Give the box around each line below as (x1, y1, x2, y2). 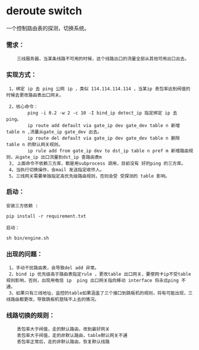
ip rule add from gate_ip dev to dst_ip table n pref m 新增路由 (27, 147, 189, 154)
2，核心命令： (8, 103, 39, 109)
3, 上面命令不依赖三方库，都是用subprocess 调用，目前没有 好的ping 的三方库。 (8, 160, 186, 166)
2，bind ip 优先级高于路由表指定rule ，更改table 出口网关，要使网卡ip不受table (8, 272, 191, 278)
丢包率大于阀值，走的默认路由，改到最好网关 (17, 326, 110, 332)
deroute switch (6, 4, 82, 18)
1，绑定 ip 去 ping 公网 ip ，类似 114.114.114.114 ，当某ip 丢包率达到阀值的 (8, 86, 191, 92)
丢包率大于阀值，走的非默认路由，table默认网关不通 (17, 333, 128, 339)
